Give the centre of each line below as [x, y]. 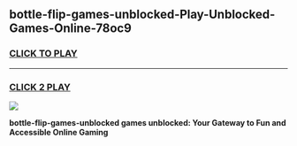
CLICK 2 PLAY [40, 87]
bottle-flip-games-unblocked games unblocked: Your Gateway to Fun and [148, 122]
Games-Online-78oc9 [71, 29]
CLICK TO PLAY [43, 54]
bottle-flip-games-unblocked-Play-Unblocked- [142, 15]
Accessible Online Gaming [59, 132]
